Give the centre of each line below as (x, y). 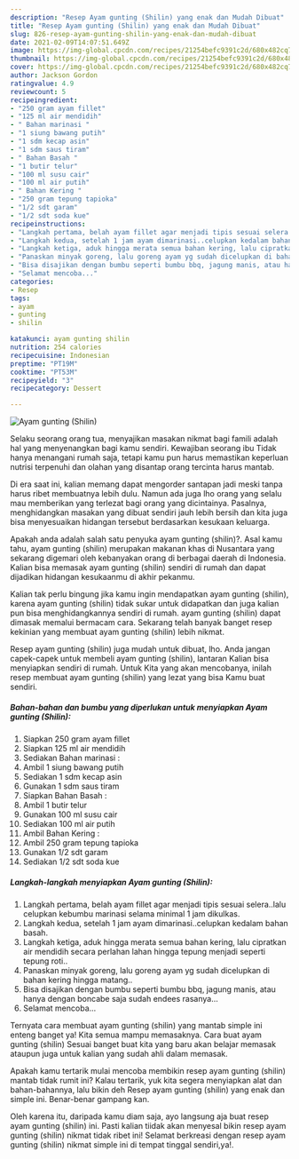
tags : (20, 298)
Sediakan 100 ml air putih (69, 824)
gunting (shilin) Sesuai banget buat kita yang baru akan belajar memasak (143, 1044)
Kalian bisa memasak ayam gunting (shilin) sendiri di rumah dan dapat (138, 568)
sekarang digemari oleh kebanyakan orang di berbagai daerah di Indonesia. (148, 558)
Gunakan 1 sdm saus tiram (71, 786)
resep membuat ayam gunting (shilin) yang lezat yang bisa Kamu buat (138, 678)
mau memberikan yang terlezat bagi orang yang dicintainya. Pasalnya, (138, 504)
